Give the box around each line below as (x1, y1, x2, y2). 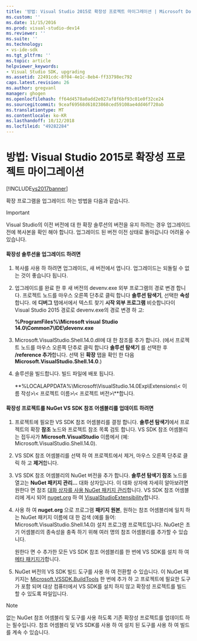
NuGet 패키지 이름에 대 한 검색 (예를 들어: (21, 514, 116, 521)
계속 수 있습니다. (12, 629, 50, 636)
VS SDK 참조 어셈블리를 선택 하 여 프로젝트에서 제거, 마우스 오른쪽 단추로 (14, 452, 182, 459)
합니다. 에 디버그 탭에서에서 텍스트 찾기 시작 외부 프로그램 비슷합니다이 (14, 299, 176, 306)
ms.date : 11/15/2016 (6, 19, 57, 25)
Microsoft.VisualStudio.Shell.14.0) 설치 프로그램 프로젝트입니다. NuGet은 (14, 521, 185, 528)
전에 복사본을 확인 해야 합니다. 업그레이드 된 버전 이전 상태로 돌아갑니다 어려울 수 (6, 228, 191, 235)
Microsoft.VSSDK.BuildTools (30, 576, 99, 583)
